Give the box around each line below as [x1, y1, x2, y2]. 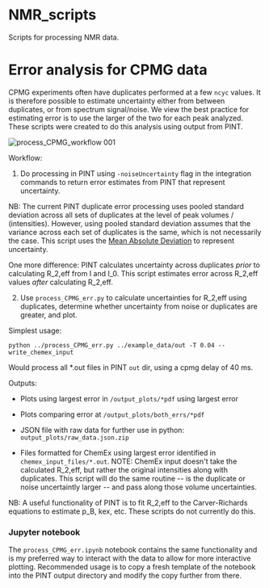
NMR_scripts [8, 6, 97, 24]
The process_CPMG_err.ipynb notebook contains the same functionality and [8, 545, 258, 555]
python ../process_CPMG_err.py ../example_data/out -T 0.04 [8, 341, 216, 349]
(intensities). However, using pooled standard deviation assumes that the [8, 218, 251, 228]
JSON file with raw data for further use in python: [19, 425, 184, 435]
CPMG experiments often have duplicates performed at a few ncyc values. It [8, 87, 261, 97]
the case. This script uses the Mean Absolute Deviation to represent [8, 236, 234, 246]
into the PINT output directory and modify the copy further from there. [8, 571, 242, 581]
